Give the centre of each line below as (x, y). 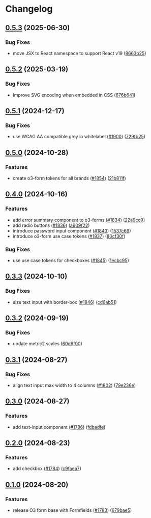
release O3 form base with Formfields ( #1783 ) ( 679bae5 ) (72, 510)
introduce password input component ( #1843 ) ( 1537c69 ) (72, 230)
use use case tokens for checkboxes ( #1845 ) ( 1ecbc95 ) (71, 260)
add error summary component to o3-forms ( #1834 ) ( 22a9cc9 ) (79, 220)
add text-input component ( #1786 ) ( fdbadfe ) (59, 427)
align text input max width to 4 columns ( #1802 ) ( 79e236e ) (74, 385)
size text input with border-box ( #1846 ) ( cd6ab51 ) (65, 302)
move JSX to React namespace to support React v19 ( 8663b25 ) (79, 53)
